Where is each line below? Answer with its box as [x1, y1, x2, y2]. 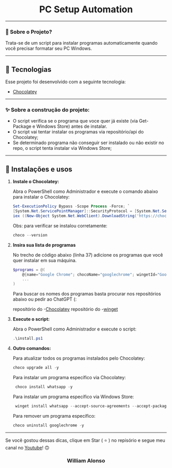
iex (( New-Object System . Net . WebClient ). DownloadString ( [12, 213, 137, 219]
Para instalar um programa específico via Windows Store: [12, 394, 134, 400]
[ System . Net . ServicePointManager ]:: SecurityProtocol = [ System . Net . [12, 209, 162, 214]
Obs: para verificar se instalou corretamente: [12, 222, 107, 229]
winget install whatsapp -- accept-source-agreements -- [15, 403, 137, 408]
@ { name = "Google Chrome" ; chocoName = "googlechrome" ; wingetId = [22, 272, 158, 277]
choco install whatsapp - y [15, 384, 73, 389]
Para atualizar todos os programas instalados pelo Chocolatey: [12, 355, 145, 361]
